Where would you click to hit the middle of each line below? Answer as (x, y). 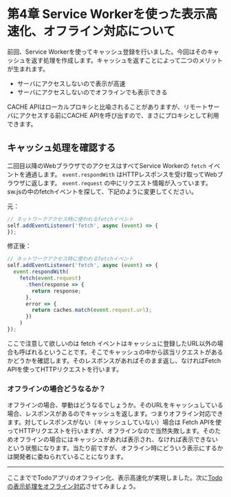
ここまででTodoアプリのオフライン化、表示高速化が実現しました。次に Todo (115, 478)
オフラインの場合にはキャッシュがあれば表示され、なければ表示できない (115, 440)
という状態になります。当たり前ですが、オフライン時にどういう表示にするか (115, 448)
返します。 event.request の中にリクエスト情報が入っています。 (121, 182)
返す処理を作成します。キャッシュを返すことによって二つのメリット (127, 60)
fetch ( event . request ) (50, 278)
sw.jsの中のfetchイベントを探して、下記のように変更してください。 (102, 191)
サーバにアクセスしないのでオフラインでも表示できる (92, 92)
